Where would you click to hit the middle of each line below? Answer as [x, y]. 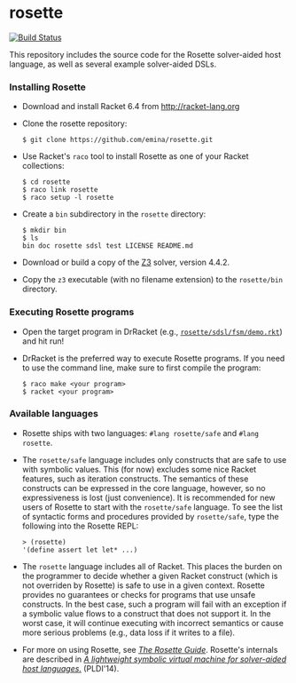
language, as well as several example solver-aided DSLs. [113, 64]
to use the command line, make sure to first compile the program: [141, 368]
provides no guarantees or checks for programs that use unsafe [139, 594]
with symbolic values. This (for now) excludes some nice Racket [139, 469]
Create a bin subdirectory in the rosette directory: [114, 214]
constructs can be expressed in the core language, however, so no [144, 488]
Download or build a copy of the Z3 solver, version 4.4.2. [126, 262]
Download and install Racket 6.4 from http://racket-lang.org [131, 107]
